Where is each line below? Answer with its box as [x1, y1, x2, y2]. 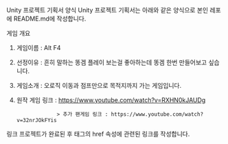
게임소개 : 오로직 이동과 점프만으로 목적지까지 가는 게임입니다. [16, 82, 182, 89]
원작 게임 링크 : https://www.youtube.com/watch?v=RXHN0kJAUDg [16, 96, 206, 104]
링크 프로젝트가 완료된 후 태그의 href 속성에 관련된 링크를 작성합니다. [6, 130, 190, 138]
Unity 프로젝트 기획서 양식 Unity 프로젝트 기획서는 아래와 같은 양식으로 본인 [6, 6, 209, 14]
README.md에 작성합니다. [13, 14, 87, 23]
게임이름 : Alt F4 [16, 44, 61, 51]
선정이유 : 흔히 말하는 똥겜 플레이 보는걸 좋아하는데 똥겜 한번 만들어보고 [16, 58, 207, 67]
